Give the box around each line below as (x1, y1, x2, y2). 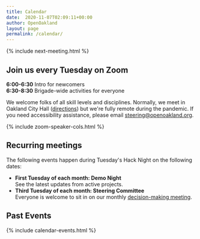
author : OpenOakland (6, 20, 58, 26)
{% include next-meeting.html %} (6, 47, 89, 55)
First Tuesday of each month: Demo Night (14, 174, 122, 181)
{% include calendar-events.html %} (6, 226, 97, 234)
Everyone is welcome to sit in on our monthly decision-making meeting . (14, 193, 192, 201)
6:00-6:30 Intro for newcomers (6, 80, 85, 87)
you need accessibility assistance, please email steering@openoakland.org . (6, 111, 194, 119)
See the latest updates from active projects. (14, 180, 123, 187)
